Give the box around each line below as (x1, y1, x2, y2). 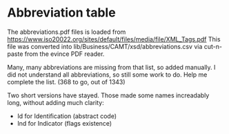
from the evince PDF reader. (24, 50, 105, 58)
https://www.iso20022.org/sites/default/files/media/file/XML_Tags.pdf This (7, 35, 221, 43)
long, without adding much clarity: (7, 98, 105, 106)
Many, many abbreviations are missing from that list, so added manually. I (7, 63, 216, 71)
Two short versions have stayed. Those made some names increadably (7, 91, 210, 99)
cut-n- (203, 42, 223, 50)
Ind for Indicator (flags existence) (17, 119, 112, 127)
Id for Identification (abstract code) (17, 112, 117, 120)
